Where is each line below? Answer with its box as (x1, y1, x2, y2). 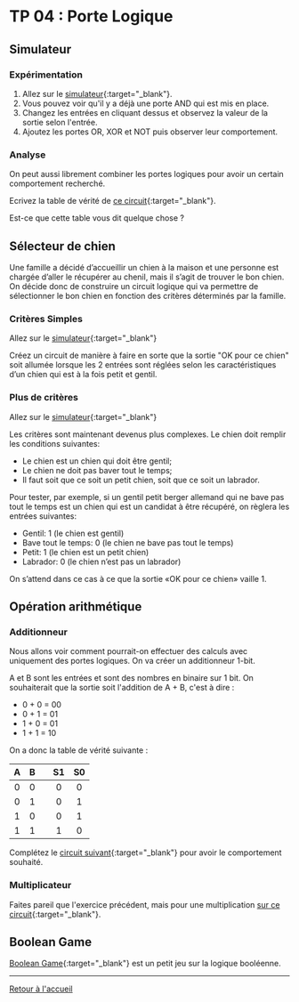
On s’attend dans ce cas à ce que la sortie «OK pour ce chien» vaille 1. (9, 573, 267, 584)
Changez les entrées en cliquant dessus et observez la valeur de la (21, 107, 269, 117)
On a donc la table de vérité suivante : (9, 745, 149, 756)
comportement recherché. (9, 178, 106, 189)
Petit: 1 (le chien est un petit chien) (21, 546, 149, 557)
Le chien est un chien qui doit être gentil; (21, 456, 172, 466)
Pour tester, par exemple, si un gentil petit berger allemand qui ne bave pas (9, 491, 285, 502)
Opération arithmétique (9, 599, 142, 614)
